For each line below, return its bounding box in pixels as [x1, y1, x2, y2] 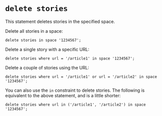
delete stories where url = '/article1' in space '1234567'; [5, 56, 135, 61]
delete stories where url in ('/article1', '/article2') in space [5, 102, 146, 107]
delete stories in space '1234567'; [5, 38, 81, 43]
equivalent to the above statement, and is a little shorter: [5, 92, 121, 98]
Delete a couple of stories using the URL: [5, 64, 90, 70]
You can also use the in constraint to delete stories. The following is [5, 87, 145, 93]
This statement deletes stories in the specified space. [5, 18, 115, 24]
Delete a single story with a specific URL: [5, 46, 90, 52]
